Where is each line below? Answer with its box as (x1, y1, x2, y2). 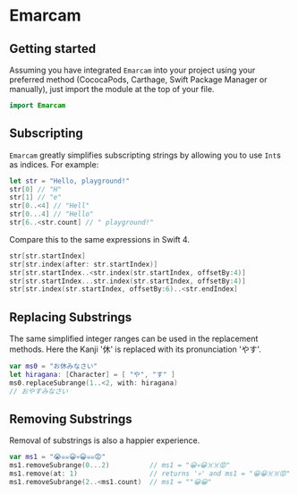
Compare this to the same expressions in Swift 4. (9, 234, 191, 244)
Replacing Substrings (9, 310, 132, 325)
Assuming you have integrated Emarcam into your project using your (9, 64, 256, 75)
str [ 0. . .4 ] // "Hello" (9, 209, 94, 219)
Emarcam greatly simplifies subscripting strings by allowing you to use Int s (9, 149, 282, 160)
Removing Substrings (9, 412, 132, 427)
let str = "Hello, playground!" (9, 176, 130, 185)
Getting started (9, 41, 97, 56)
